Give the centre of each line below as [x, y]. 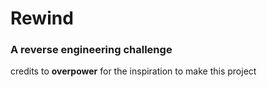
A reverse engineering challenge [91, 50]
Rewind [42, 18]
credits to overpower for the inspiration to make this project [133, 71]
